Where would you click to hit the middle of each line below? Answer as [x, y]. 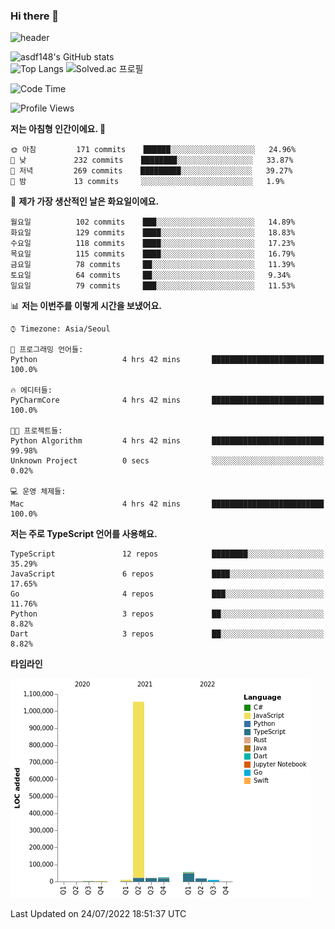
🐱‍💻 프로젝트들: [36, 431]
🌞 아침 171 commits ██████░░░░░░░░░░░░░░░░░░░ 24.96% [153, 150]
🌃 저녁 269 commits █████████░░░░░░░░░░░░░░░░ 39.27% [151, 171]
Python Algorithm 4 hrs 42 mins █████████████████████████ [167, 441]
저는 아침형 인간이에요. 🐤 [58, 129]
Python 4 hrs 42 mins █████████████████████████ [167, 360]
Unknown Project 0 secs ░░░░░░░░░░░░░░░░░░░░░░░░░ [167, 461]
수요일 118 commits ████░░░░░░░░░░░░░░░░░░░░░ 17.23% [153, 244]
